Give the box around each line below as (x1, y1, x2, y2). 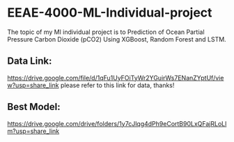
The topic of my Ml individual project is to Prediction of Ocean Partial (7, 28, 205, 36)
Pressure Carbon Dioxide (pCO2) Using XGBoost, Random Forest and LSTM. (7, 35, 226, 43)
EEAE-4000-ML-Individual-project (7, 5, 212, 21)
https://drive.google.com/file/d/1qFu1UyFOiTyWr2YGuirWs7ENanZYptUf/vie (7, 73, 224, 82)
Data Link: (7, 55, 52, 67)
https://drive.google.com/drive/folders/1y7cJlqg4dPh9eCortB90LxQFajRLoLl (7, 119, 227, 127)
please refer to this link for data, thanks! (60, 81, 175, 89)
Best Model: (7, 101, 61, 113)
